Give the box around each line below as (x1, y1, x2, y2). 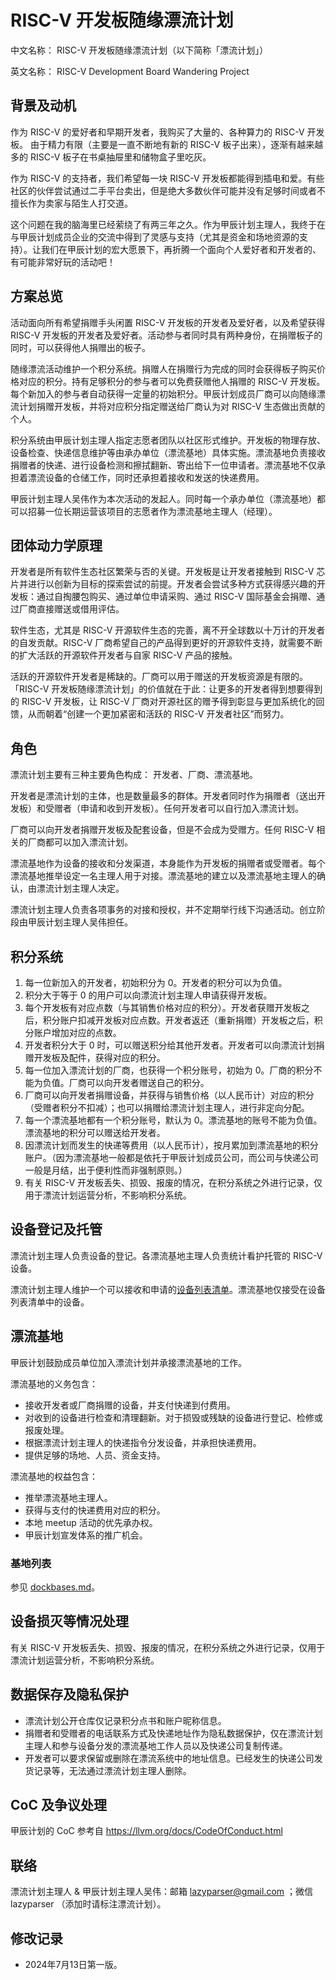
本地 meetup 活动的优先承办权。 (24, 1516, 158, 1528)
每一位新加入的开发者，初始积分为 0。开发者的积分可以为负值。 (24, 977, 288, 988)
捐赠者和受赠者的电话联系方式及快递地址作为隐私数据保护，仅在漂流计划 (24, 1727, 323, 1739)
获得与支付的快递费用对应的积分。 (24, 1504, 166, 1516)
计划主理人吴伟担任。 (44, 916, 133, 928)
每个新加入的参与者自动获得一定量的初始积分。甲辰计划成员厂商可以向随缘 (10, 387, 317, 400)
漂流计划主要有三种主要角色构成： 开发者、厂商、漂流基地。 (10, 769, 258, 781)
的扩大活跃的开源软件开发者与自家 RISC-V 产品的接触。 (10, 649, 238, 661)
